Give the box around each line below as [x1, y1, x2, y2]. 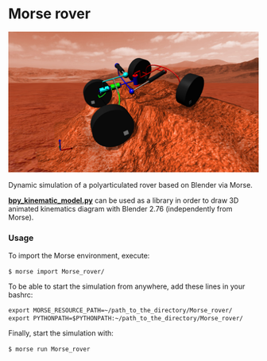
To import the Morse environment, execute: [8, 250, 150, 260]
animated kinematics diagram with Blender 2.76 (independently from [8, 204, 233, 214]
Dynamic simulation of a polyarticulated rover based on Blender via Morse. [8, 180, 253, 190]
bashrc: [8, 289, 33, 299]
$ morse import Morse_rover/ [8, 267, 105, 275]
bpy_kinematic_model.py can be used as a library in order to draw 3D [8, 196, 239, 205]
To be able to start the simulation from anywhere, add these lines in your [8, 281, 246, 291]
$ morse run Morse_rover [8, 345, 91, 353]
